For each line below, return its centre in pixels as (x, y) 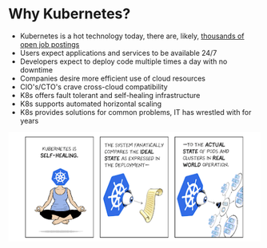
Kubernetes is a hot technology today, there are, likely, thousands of (132, 36)
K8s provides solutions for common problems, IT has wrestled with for (135, 112)
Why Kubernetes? (70, 14)
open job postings (50, 44)
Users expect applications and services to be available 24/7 (118, 53)
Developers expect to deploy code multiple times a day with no (124, 61)
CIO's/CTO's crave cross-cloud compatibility (94, 87)
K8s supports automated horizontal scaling (91, 104)
